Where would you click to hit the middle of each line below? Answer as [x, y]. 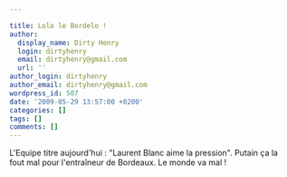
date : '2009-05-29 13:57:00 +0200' [77, 102]
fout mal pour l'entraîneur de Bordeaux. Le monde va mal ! [118, 162]
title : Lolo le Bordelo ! [58, 25]
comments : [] [34, 127]
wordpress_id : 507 [44, 93]
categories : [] [38, 110]
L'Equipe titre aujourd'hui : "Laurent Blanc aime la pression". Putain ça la [144, 153]
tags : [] [26, 119]
